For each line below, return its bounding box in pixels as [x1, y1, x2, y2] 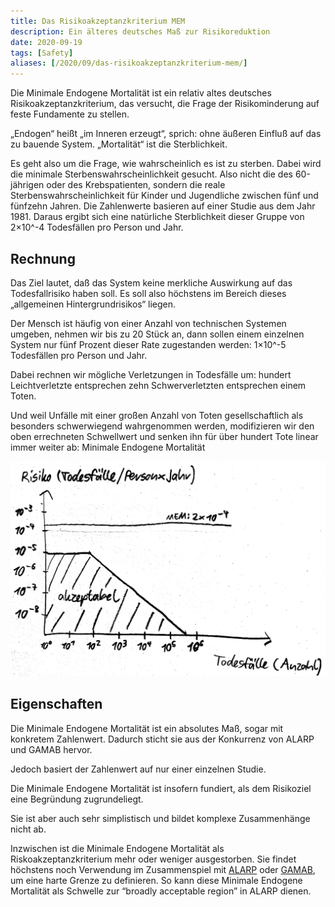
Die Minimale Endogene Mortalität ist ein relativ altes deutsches [10, 87, 272, 99]
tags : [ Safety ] [10, 48, 74, 58]
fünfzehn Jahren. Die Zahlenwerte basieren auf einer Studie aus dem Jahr [10, 200, 316, 212]
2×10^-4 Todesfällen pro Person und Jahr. [10, 221, 184, 234]
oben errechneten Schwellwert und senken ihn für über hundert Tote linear [10, 430, 319, 442]
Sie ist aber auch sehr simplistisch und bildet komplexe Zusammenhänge [10, 812, 311, 824]
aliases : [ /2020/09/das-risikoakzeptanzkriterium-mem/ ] [10, 58, 248, 69]
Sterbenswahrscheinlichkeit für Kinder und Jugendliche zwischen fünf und [10, 190, 319, 202]
